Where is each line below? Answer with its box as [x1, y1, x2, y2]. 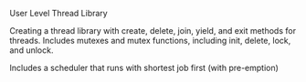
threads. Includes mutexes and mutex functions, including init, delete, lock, [9, 36, 291, 46]
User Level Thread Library [9, 8, 108, 18]
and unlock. [9, 45, 54, 56]
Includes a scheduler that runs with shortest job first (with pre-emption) [9, 63, 279, 73]
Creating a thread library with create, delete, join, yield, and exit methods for [9, 26, 297, 36]
